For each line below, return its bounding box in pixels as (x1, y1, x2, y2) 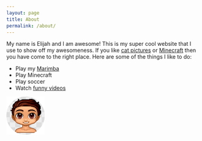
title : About (6, 16, 40, 23)
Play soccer (15, 78, 45, 85)
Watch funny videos (15, 84, 66, 92)
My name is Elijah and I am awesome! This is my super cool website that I (6, 40, 192, 48)
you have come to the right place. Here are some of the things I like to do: (6, 53, 192, 60)
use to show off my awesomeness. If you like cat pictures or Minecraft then (6, 46, 196, 54)
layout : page (6, 10, 40, 16)
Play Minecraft (15, 71, 52, 79)
